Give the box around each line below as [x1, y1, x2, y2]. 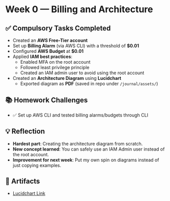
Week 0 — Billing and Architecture [5, 4, 153, 15]
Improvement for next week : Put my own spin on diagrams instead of [12, 157, 159, 163]
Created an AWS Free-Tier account [12, 37, 88, 43]
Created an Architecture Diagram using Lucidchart [12, 75, 122, 81]
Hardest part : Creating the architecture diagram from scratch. [12, 140, 143, 147]
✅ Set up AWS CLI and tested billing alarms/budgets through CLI [12, 112, 149, 118]
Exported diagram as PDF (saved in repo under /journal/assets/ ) [20, 80, 158, 87]
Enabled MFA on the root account [20, 59, 91, 65]
